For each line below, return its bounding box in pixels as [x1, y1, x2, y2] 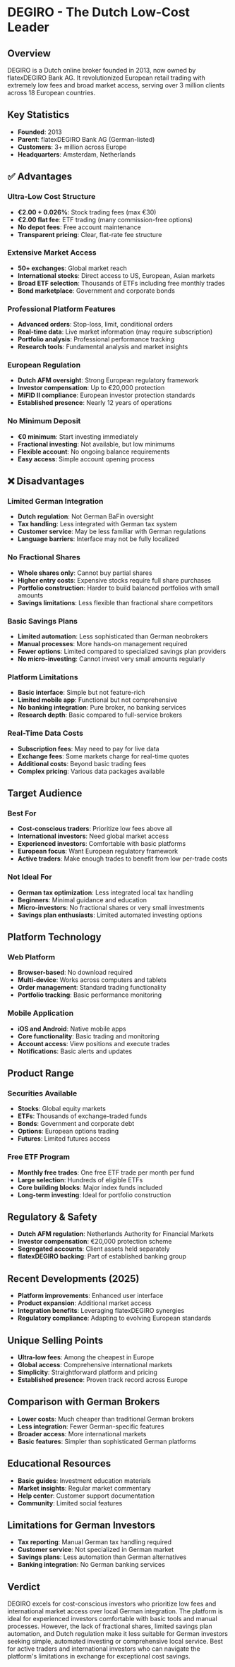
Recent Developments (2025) [7, 1273, 140, 1285]
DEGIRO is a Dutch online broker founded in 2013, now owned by [7, 66, 196, 74]
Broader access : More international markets [17, 1429, 147, 1438]
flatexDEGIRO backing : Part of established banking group [17, 1252, 187, 1261]
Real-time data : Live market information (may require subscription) [17, 327, 213, 336]
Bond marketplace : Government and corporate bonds [17, 286, 175, 295]
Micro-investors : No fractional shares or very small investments [17, 903, 205, 911]
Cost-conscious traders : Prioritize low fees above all [17, 825, 173, 833]
